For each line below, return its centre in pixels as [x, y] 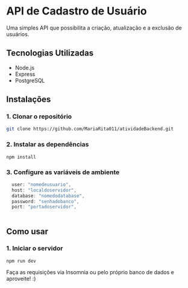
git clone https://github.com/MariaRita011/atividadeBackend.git [90, 129]
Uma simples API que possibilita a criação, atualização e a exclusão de [94, 28]
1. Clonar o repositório [39, 117]
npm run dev [21, 261]
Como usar [27, 231]
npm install [21, 157]
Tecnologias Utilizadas [50, 53]
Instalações [29, 100]
